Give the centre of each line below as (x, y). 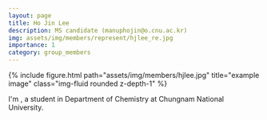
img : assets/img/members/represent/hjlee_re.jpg (91, 38)
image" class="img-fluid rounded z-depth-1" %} (88, 83)
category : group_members (50, 52)
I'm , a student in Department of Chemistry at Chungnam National (116, 99)
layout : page (30, 15)
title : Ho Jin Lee (39, 23)
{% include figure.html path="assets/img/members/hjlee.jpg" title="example (134, 75)
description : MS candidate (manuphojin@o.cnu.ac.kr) (98, 30)
